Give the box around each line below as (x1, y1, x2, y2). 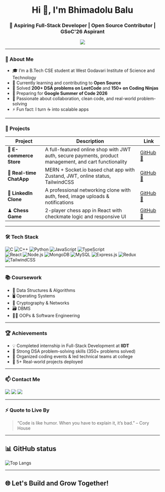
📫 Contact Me (5, 376, 40, 383)
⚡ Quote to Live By (5, 407, 50, 414)
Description (76, 138, 105, 145)
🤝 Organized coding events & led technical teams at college (12, 353, 133, 359)
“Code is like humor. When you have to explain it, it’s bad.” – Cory (17, 420, 149, 426)
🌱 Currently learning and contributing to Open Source (12, 80, 121, 86)
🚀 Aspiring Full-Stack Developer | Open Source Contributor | (9, 22, 156, 29)
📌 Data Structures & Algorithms (12, 287, 76, 293)
